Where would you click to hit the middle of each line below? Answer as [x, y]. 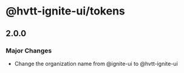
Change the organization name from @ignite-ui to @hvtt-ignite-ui [96, 63]
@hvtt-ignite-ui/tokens [66, 11]
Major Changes [29, 51]
